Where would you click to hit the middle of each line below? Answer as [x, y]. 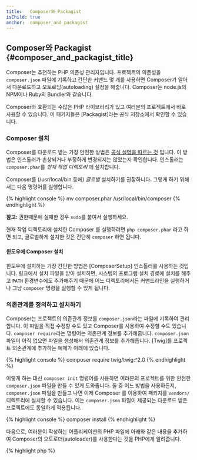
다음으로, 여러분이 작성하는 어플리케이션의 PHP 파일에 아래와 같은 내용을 [89, 431]
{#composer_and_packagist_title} [70, 57]
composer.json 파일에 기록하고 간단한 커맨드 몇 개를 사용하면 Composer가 [91, 80]
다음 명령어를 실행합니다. [45, 187]
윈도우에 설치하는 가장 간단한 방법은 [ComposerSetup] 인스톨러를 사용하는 [92, 266]
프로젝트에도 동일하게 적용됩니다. [44, 408]
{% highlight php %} [31, 451]
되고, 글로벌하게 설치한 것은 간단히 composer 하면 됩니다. [77, 237]
